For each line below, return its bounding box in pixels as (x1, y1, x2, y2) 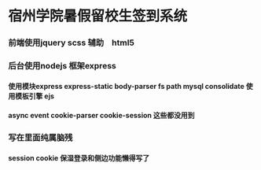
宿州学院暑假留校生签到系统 (8, 7, 188, 25)
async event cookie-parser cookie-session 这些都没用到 (8, 111, 195, 120)
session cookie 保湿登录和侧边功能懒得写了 (8, 153, 150, 162)
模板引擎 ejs (14, 91, 55, 101)
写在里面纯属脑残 (8, 132, 73, 143)
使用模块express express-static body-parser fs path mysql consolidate (8, 81, 245, 91)
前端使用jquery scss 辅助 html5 (8, 37, 135, 48)
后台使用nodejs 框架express (8, 61, 116, 72)
